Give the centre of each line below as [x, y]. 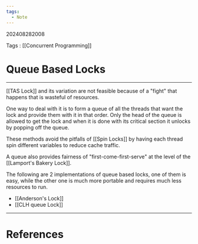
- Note [19, 17]
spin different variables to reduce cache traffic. [63, 145]
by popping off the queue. [38, 128]
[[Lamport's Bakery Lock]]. [39, 163]
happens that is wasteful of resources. [53, 97]
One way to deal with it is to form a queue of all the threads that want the [95, 109]
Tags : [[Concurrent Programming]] [49, 45]
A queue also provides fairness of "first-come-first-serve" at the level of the [98, 157]
